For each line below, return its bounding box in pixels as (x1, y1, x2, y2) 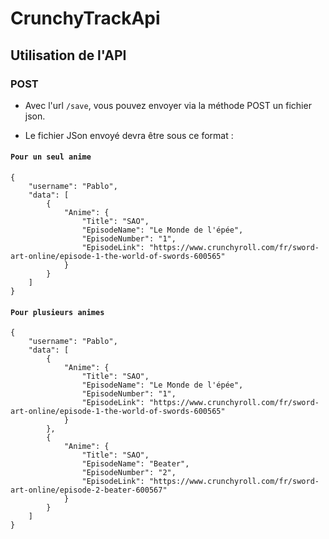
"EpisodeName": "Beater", (81, 459, 190, 469)
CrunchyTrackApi (10, 7, 161, 30)
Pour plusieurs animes (10, 307, 105, 317)
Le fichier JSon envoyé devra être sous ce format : (24, 129, 234, 141)
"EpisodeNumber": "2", (81, 468, 177, 478)
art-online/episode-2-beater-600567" (10, 485, 168, 496)
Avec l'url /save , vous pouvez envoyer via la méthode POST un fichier (24, 99, 312, 111)
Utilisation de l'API (10, 47, 127, 64)
